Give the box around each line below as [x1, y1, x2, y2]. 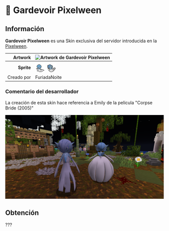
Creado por [7, 74, 31, 80]
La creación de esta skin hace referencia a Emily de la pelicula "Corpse [5, 99, 153, 105]
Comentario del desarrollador [5, 88, 79, 95]
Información [5, 25, 44, 33]
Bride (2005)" [5, 105, 34, 111]
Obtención [5, 208, 39, 217]
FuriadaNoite [35, 74, 62, 80]
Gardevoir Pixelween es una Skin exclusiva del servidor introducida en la [5, 38, 157, 44]
